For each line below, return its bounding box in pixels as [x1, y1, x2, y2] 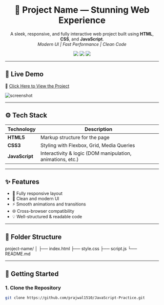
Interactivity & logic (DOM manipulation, [41, 150, 132, 157]
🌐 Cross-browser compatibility [12, 208, 75, 214]
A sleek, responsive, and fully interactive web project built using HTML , [10, 31, 154, 37]
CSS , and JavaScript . [60, 36, 104, 42]
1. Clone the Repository [5, 284, 61, 291]
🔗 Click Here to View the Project [5, 83, 70, 89]
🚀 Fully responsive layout [12, 190, 62, 197]
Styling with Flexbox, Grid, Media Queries [41, 142, 135, 148]
